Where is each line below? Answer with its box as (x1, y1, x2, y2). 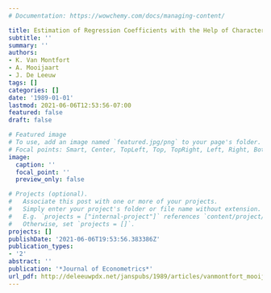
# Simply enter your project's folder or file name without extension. (8, 205, 262, 213)
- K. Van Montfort (8, 56, 70, 64)
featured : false (8, 109, 63, 117)
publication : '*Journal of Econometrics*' (8, 265, 153, 273)
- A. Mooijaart (8, 64, 60, 72)
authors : (8, 49, 38, 57)
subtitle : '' (8, 34, 52, 42)
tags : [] (8, 78, 38, 87)
